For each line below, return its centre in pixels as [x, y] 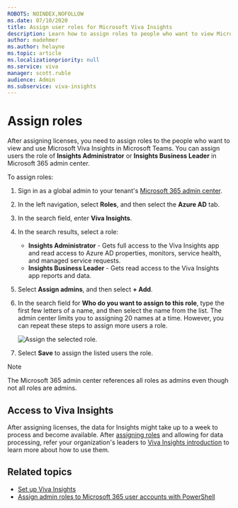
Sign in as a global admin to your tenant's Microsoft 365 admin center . [120, 191]
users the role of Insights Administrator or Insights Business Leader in [112, 156]
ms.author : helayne [36, 47]
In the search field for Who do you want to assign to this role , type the [121, 303]
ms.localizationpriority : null [53, 60]
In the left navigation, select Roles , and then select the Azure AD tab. [119, 204]
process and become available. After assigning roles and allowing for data [115, 435]
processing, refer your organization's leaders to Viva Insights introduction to [118, 442]
